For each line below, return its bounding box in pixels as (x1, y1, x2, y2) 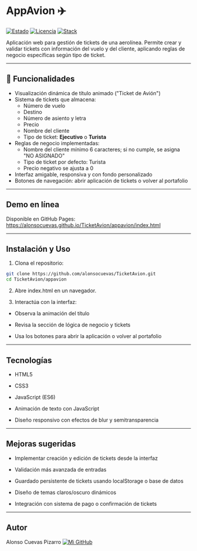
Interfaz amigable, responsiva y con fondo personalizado (14, 171, 152, 178)
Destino (23, 108, 42, 115)
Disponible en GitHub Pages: (6, 215, 76, 222)
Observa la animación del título (14, 310, 90, 317)
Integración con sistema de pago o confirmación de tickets (14, 500, 157, 507)
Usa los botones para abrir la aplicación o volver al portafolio (14, 333, 162, 340)
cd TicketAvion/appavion (6, 276, 67, 282)
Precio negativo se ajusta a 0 (23, 165, 94, 172)
